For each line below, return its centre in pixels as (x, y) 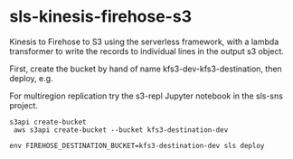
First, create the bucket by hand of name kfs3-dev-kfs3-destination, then (146, 69)
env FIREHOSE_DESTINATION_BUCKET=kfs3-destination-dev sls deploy (137, 145)
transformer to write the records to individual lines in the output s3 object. (147, 51)
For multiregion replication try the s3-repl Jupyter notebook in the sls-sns (146, 96)
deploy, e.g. (31, 78)
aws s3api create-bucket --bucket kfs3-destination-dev (121, 130)
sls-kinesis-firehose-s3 (101, 17)
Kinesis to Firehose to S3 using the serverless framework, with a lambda (144, 42)
